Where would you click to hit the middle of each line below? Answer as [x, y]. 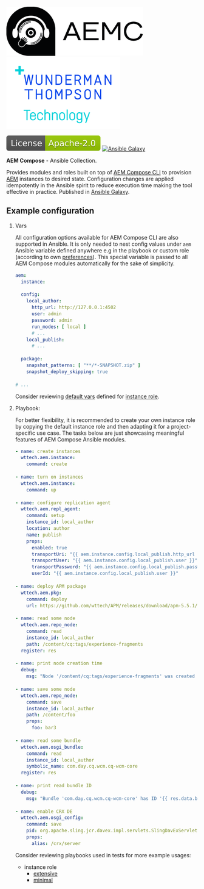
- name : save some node [45, 689]
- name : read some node [45, 619]
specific [25, 433]
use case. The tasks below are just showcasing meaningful [110, 433]
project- [181, 426]
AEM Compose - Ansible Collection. [52, 160]
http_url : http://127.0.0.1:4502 [74, 308]
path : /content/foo [51, 715]
